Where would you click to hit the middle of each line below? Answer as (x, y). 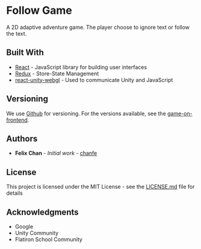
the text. (17, 33)
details (14, 193)
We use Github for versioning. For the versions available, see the (86, 113)
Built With (25, 53)
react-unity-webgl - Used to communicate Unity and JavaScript (94, 80)
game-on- (180, 113)
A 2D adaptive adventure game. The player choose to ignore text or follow (98, 27)
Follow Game (39, 11)
